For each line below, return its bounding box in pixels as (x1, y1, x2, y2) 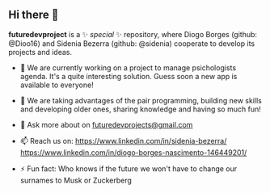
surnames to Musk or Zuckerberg (19, 175, 132, 185)
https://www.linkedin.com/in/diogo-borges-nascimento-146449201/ (19, 147, 247, 157)
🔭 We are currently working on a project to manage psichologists (19, 62, 237, 73)
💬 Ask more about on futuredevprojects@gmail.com (19, 120, 193, 129)
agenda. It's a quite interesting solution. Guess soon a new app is (19, 71, 238, 81)
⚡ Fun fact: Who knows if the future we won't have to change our (19, 163, 238, 174)
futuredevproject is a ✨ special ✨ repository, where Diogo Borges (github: (8, 29, 257, 39)
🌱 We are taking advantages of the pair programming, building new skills (19, 95, 263, 105)
